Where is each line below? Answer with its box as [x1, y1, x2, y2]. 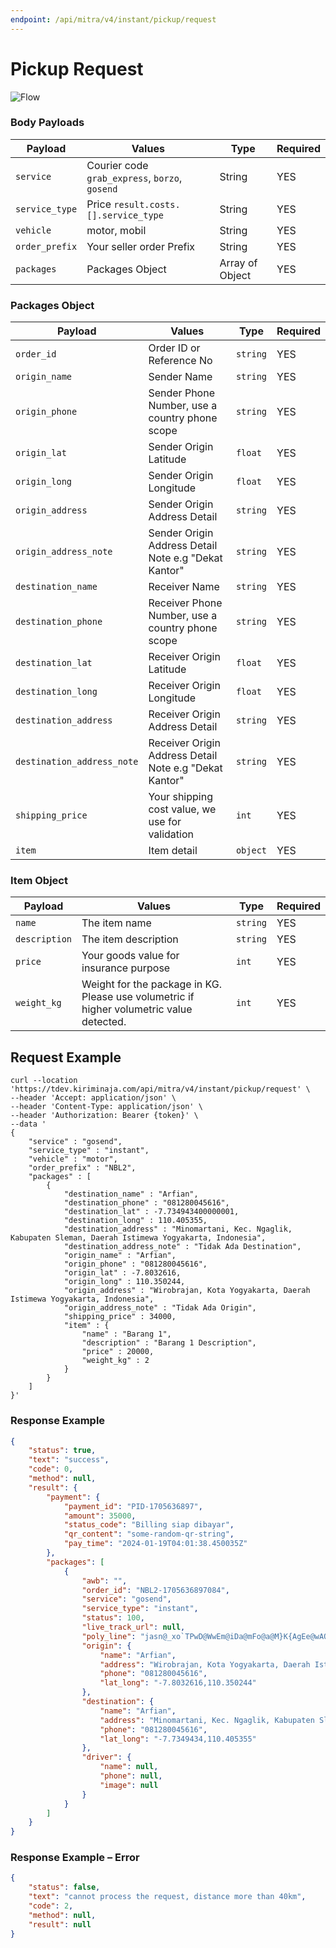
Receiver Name [148, 580, 220, 594]
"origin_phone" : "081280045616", [63, 1259, 208, 1270]
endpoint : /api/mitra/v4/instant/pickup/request [10, 14, 217, 25]
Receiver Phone [148, 596, 223, 610]
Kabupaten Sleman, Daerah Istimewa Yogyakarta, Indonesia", [10, 1233, 267, 1243]
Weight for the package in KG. [81, 977, 223, 991]
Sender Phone [148, 386, 215, 400]
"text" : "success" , [28, 1455, 110, 1465]
